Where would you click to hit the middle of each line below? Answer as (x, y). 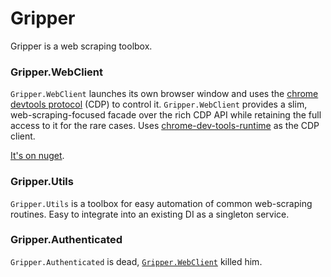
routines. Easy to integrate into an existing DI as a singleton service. (150, 214)
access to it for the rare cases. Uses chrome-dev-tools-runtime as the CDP (165, 126)
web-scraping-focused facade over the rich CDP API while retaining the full (166, 115)
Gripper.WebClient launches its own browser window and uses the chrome (164, 94)
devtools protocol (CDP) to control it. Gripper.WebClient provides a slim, (159, 104)
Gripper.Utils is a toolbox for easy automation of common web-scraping (161, 203)
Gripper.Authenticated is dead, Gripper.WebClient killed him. (136, 261)
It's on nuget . (37, 156)
